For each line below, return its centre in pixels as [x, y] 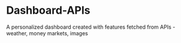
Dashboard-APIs [49, 10]
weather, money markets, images [47, 33]
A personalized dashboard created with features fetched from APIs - [91, 27]
